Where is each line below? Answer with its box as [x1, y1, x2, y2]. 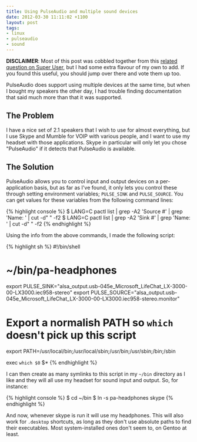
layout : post [6, 19, 38, 25]
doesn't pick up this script [6, 328, 136, 342]
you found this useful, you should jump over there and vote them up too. [6, 70, 181, 77]
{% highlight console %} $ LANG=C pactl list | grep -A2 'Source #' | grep [6, 208, 183, 215]
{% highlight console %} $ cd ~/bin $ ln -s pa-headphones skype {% [6, 394, 173, 401]
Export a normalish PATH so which [6, 316, 173, 329]
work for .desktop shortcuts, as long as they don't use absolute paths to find [6, 418, 191, 426]
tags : [6, 25, 19, 31]
